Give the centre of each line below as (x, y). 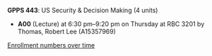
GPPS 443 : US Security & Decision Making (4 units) (83, 10)
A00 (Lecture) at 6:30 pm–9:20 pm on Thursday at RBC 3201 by (111, 24)
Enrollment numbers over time (51, 45)
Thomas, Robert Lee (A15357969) (67, 32)
